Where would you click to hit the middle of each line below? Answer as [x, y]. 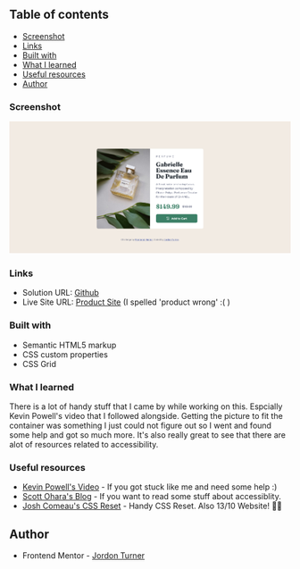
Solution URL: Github [61, 293]
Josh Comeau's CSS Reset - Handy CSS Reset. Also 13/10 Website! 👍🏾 [152, 506]
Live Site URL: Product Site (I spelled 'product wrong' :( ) [126, 302]
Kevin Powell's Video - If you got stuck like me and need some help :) [150, 487]
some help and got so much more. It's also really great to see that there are [148, 435]
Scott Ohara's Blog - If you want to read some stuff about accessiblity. [151, 497]
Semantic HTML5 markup [69, 345]
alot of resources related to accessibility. [84, 444]
